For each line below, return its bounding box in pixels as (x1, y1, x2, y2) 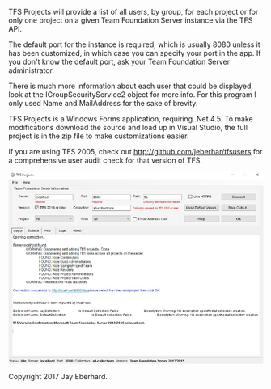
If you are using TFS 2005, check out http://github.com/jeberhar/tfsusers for (8, 147, 263, 156)
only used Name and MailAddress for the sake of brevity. (8, 99, 198, 108)
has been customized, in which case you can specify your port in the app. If (8, 49, 261, 57)
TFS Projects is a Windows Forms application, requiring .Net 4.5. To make (8, 114, 253, 124)
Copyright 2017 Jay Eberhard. (8, 371, 108, 381)
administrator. (8, 66, 55, 75)
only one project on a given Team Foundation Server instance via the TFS (8, 15, 253, 25)
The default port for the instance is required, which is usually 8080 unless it (8, 40, 260, 49)
